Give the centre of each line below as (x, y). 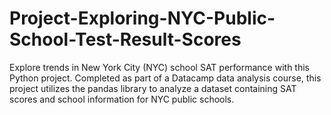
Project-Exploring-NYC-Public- (142, 18)
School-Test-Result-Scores (125, 39)
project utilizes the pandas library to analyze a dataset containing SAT (153, 88)
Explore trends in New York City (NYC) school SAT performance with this (159, 67)
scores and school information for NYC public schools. (122, 99)
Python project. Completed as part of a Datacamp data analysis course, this (165, 78)
